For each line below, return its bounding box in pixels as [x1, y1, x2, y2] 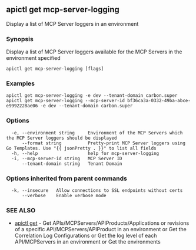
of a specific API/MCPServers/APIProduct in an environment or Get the [14, 226, 187, 233]
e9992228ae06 [6, 103, 38, 109]
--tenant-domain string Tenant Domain [21, 161, 122, 167]
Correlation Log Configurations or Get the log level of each [14, 232, 157, 239]
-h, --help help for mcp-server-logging [11, 150, 160, 156]
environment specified [6, 55, 61, 62]
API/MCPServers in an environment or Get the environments [14, 238, 161, 245]
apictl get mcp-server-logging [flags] [6, 66, 104, 72]
